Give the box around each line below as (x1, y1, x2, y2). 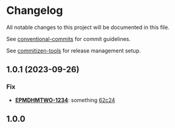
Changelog (6, 4, 63, 18)
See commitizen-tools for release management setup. (6, 46, 141, 54)
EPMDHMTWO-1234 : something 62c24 (15, 96, 115, 103)
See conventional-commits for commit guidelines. (6, 35, 131, 42)
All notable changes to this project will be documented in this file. (6, 24, 170, 31)
